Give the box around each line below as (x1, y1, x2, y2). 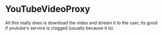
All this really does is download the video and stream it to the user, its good (5, 20, 158, 26)
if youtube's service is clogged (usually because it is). (5, 25, 115, 31)
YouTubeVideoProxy (5, 3, 90, 15)
